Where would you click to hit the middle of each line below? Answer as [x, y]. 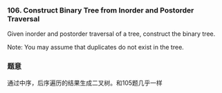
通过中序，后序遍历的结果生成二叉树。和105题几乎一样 [85, 83]
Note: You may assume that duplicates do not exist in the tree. [96, 48]
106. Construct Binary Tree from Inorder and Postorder [101, 10]
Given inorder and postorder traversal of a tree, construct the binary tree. [111, 34]
